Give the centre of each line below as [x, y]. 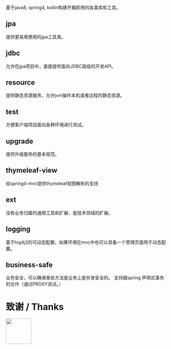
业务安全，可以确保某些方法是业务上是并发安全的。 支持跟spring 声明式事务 [85, 278]
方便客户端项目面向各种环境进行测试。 [46, 125]
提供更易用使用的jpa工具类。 [36, 37]
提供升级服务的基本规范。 [33, 154]
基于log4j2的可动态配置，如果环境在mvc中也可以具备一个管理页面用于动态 [84, 242]
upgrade [20, 141]
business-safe [29, 265]
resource [20, 83]
